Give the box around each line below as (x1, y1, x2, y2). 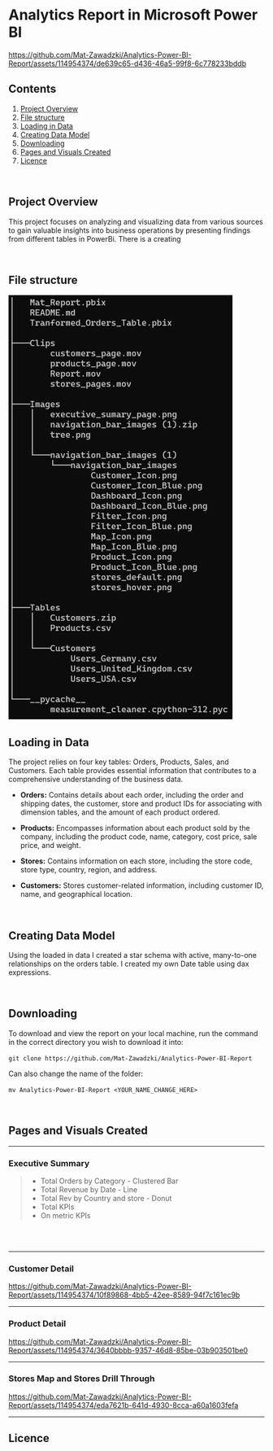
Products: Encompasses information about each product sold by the (19, 824, 250, 833)
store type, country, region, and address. (19, 865, 158, 875)
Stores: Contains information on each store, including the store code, (19, 856, 253, 866)
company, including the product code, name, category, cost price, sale (19, 832, 258, 841)
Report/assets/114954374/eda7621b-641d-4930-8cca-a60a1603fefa (8, 1400, 239, 1409)
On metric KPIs (40, 1210, 91, 1220)
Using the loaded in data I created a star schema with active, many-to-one (8, 951, 258, 959)
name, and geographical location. (19, 889, 132, 899)
